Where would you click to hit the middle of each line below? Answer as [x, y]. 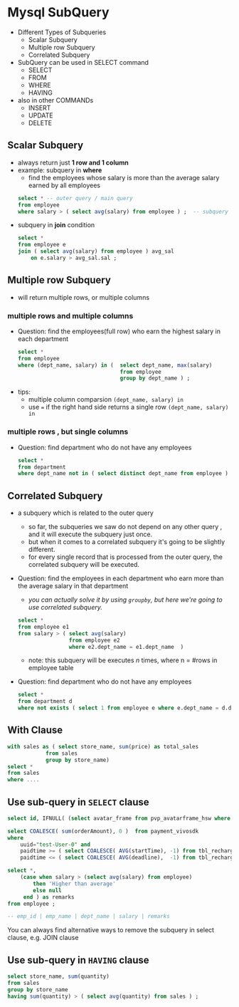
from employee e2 [94, 640]
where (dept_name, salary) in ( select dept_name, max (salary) [115, 365]
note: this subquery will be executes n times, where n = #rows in [123, 660]
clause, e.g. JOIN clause [43, 938]
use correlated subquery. [65, 607]
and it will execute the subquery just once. [90, 534]
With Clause [35, 730]
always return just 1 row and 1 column [73, 162]
